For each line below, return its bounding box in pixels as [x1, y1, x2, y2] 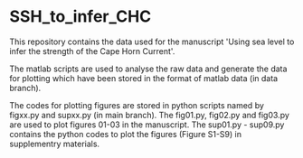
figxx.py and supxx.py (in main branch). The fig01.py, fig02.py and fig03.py [9, 109, 289, 120]
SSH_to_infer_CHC [9, 6, 152, 27]
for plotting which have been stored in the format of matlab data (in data [9, 72, 279, 83]
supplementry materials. [9, 138, 100, 149]
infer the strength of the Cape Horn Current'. [9, 45, 175, 56]
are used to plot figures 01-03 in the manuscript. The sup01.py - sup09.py [9, 119, 285, 130]
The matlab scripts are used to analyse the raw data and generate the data [9, 63, 288, 74]
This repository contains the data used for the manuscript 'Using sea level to [9, 36, 295, 47]
